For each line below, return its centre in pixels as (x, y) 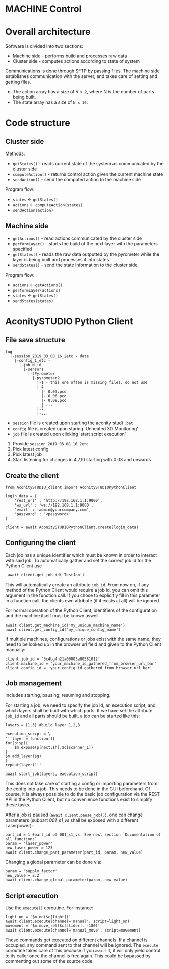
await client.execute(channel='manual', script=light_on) (67, 922)
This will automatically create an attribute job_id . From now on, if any (77, 584)
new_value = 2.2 (22, 876)
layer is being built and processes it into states (61, 259)
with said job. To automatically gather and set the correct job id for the (78, 560)
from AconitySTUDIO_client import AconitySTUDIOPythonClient (71, 487)
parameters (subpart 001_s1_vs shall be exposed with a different (72, 820)
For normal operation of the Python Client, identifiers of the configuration (81, 610)
